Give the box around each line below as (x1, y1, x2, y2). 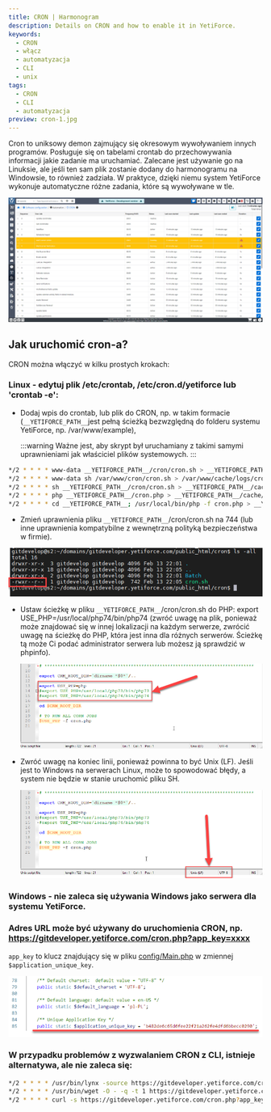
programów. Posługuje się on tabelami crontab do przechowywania (8, 147, 232, 157)
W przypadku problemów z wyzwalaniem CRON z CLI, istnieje (8, 1050, 256, 1061)
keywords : (8, 30, 42, 38)
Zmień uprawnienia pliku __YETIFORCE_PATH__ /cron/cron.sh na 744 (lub (19, 514, 254, 525)
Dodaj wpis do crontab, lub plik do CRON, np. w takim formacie (19, 408, 231, 417)
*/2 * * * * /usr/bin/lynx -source (8, 1079, 128, 1087)
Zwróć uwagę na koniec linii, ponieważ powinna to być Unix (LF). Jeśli (19, 756, 254, 766)
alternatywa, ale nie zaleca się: (8, 1059, 133, 1071)
